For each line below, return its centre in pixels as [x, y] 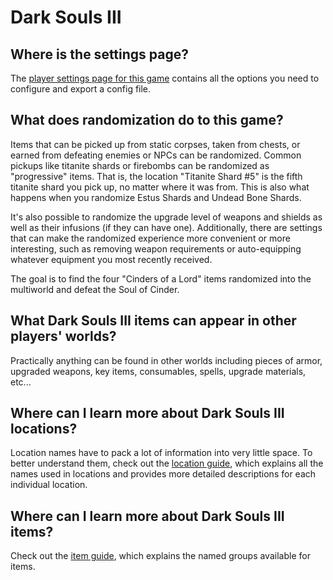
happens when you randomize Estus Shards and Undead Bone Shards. [156, 197]
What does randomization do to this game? [147, 120]
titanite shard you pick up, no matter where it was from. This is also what [160, 187]
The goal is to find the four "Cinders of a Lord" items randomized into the [161, 278]
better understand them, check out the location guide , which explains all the [167, 463]
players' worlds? [63, 336]
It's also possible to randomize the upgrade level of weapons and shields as [166, 217]
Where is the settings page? [99, 54]
